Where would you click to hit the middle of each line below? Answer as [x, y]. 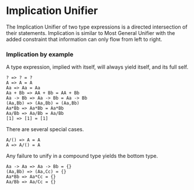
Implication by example [40, 54]
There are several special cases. [45, 129]
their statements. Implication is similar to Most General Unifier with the [91, 33]
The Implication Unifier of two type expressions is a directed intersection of [97, 27]
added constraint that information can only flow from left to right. [84, 39]
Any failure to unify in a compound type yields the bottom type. [82, 156]
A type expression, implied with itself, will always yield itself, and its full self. [97, 67]
